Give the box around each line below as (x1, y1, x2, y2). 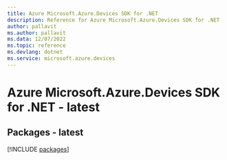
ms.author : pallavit (7, 29, 67, 37)
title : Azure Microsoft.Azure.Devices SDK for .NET (7, 10, 158, 17)
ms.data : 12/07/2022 (7, 36, 67, 43)
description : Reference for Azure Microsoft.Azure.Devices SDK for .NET (7, 17, 220, 23)
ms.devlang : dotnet (7, 49, 63, 56)
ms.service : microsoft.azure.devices (7, 55, 116, 62)
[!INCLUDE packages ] (7, 145, 69, 153)
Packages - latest (7, 127, 84, 139)
